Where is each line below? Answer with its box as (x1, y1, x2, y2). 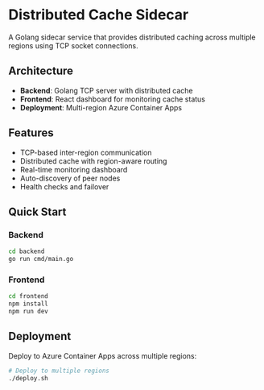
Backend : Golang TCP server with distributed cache (19, 85, 193, 95)
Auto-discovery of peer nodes (19, 173, 121, 183)
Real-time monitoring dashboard (19, 164, 128, 174)
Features (8, 127, 54, 140)
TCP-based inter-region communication (19, 147, 152, 157)
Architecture (8, 64, 74, 78)
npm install (8, 300, 48, 308)
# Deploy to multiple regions (8, 367, 110, 375)
